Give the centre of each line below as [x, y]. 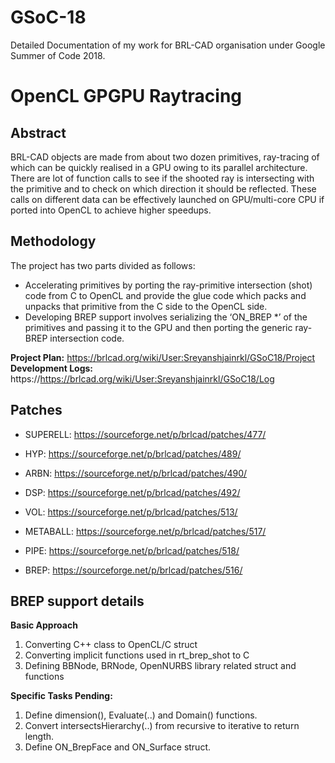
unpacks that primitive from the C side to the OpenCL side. [146, 306]
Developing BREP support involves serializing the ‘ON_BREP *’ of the [166, 317]
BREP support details [77, 601]
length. [39, 737]
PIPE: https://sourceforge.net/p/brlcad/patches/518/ [132, 550]
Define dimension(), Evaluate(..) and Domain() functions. [141, 715]
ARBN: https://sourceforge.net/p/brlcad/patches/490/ [136, 473]
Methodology [53, 241]
